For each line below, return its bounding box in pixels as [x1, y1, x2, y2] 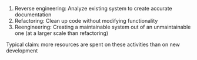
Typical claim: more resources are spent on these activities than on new [6, 41, 181, 48]
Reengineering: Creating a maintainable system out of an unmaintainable [14, 23, 191, 30]
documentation [14, 11, 52, 18]
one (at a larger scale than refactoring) [14, 30, 109, 37]
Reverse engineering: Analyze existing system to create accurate [14, 5, 172, 12]
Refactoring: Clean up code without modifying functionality [14, 17, 158, 24]
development [6, 47, 38, 54]
